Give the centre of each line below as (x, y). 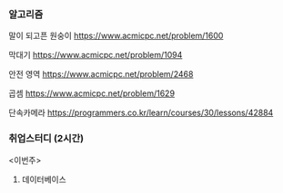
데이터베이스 (44, 179)
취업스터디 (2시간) (46, 139)
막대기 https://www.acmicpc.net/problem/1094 (96, 55)
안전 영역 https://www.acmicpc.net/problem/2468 (101, 74)
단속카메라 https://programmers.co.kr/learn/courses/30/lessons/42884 (141, 113)
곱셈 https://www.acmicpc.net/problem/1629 (91, 93)
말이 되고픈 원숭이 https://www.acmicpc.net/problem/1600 (116, 36)
